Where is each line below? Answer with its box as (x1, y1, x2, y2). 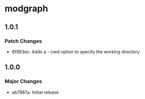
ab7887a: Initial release (11, 89, 59, 95)
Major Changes (4, 78, 42, 85)
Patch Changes (4, 38, 42, 45)
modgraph (4, 3, 48, 14)
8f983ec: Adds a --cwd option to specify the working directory (11, 49, 140, 54)
